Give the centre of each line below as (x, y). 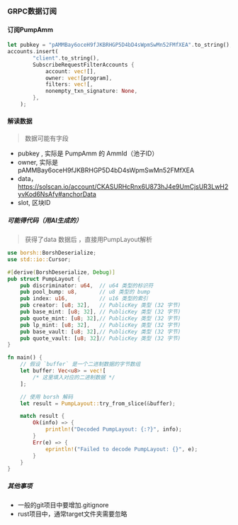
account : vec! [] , (71, 71)
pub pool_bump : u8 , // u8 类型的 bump (85, 292)
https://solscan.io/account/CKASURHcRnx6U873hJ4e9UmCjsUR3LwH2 (123, 187)
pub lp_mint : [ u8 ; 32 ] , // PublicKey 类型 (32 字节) (101, 325)
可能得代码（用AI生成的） (45, 220)
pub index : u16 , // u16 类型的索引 (84, 299)
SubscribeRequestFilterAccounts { (84, 65)
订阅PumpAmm (30, 29)
